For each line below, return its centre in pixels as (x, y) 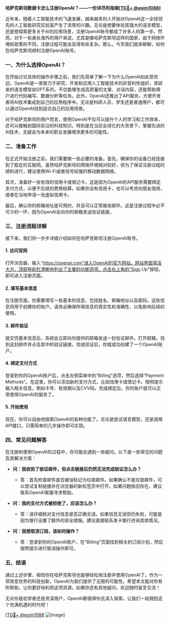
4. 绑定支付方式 (21, 363)
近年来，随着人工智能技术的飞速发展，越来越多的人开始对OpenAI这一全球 (82, 19)
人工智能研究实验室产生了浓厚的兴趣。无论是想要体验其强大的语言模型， (89, 25)
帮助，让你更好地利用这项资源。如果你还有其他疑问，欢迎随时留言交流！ (85, 587)
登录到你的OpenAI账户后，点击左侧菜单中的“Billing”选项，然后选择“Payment (84, 375)
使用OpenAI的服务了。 (33, 394)
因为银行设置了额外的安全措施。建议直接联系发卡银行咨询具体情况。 (91, 521)
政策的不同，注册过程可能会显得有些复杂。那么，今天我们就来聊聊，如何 (89, 44)
